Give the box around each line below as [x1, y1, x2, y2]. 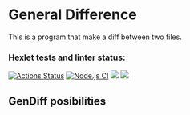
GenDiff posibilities [8, 94, 107, 108]
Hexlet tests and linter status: [8, 52, 126, 63]
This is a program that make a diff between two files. [8, 32, 182, 42]
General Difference [8, 6, 138, 24]
